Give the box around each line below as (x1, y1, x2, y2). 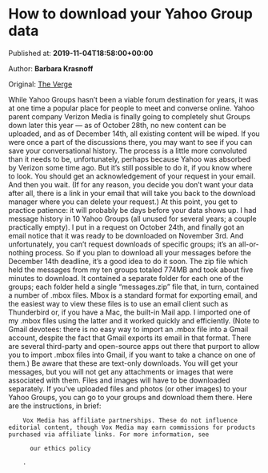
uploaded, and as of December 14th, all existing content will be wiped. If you (8, 129, 260, 138)
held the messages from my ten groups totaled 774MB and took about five (8, 265, 254, 275)
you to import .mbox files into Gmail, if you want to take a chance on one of (8, 350, 256, 359)
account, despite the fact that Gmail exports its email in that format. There (8, 333, 252, 343)
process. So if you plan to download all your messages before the (34, 247, 252, 257)
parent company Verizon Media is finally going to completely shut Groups (8, 111, 250, 121)
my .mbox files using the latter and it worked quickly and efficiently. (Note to (8, 315, 260, 325)
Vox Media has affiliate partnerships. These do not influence (22, 416, 238, 424)
